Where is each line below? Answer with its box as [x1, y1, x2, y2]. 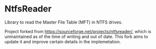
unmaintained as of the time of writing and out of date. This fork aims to [4, 34, 149, 39]
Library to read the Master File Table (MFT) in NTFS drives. [4, 19, 122, 25]
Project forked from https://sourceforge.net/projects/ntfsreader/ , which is [4, 28, 152, 34]
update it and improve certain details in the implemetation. [4, 38, 121, 44]
